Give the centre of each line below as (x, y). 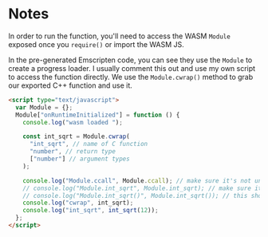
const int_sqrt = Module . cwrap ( (76, 136)
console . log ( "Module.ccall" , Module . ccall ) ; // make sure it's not (137, 180)
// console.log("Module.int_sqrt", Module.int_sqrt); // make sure (137, 188)
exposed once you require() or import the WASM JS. (97, 44)
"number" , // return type (72, 152)
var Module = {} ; (44, 107)
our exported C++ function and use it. (71, 85)
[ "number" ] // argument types (79, 159)
